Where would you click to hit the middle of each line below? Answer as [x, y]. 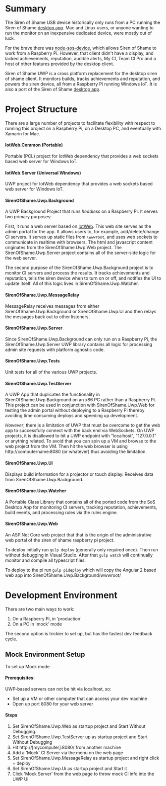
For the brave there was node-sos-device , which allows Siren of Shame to [81, 48]
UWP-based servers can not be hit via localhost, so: [58, 689]
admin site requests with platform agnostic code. [55, 349]
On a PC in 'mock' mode [37, 624]
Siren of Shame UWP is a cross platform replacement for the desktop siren [81, 73]
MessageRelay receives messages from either [52, 306]
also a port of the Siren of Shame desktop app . [53, 89]
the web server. [21, 258]
